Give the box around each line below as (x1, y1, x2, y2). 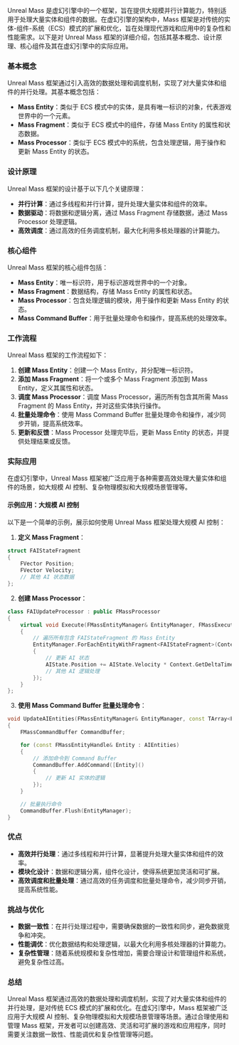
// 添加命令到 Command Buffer (33, 755, 117, 762)
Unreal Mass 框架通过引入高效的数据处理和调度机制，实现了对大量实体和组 (7, 79, 227, 87)
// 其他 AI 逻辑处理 (45, 667, 100, 674)
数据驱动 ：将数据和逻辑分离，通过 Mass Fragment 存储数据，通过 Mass (17, 208, 228, 217)
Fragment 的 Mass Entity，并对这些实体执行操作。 (17, 401, 165, 410)
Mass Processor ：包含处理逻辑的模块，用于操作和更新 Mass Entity (17, 296, 216, 304)
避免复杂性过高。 (17, 958, 68, 966)
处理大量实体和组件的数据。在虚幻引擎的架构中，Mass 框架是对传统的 (19, 15, 225, 23)
